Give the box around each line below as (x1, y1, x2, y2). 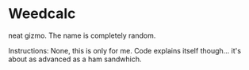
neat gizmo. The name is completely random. (8, 31, 156, 40)
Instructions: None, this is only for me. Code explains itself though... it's (8, 46, 242, 55)
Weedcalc (8, 5, 76, 23)
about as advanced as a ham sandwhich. (8, 54, 142, 64)
